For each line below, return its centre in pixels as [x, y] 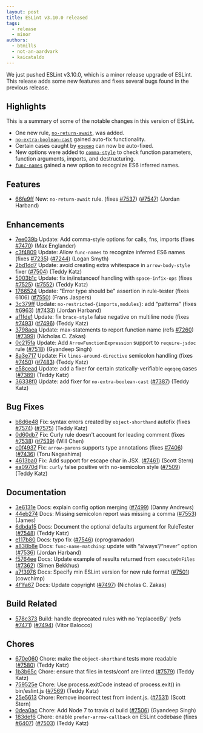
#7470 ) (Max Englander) [45, 246]
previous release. [28, 87]
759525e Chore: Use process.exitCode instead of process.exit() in [98, 684]
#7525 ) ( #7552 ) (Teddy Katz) [52, 285]
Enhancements [35, 225]
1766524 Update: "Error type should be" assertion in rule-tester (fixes [102, 291]
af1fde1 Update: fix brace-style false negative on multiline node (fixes [102, 317]
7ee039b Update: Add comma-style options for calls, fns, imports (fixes [105, 239]
